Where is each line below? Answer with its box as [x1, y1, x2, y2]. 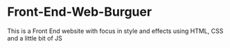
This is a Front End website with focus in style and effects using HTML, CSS [7, 27, 224, 35]
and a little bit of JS [7, 34, 62, 42]
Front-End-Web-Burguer [7, 4, 152, 20]
